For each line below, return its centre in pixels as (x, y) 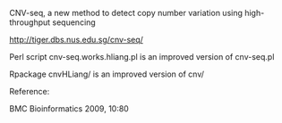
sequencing (74, 22)
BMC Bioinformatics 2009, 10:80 (69, 109)
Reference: (30, 91)
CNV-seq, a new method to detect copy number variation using (126, 13)
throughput (30, 22)
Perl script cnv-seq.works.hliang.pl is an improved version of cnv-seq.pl (142, 57)
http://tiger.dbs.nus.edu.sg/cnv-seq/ (76, 40)
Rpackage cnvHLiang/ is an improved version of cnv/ (107, 74)
